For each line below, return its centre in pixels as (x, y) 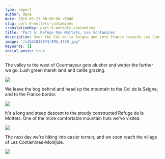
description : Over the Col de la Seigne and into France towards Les (78, 37)
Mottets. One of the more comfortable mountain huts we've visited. (73, 118)
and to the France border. (31, 94)
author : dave (18, 14)
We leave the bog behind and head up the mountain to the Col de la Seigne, (82, 89)
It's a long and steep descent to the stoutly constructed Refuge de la (74, 113)
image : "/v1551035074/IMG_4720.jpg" (42, 42)
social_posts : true (25, 51)
